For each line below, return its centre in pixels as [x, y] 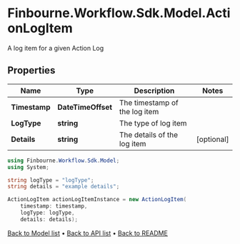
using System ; [29, 167]
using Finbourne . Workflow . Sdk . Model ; [64, 161]
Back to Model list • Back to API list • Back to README [87, 233]
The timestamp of [149, 103]
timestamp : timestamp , [54, 206]
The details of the [149, 135]
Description [154, 91]
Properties [31, 70]
